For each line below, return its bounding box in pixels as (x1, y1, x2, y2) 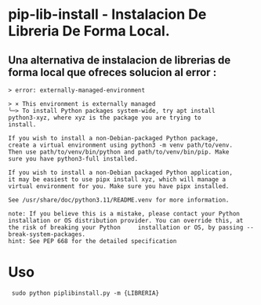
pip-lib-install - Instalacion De (8, 5, 207, 24)
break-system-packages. (8, 231, 86, 238)
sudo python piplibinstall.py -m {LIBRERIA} (11, 289, 159, 297)
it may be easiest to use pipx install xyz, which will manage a (8, 176, 226, 183)
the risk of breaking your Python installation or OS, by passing (8, 223, 244, 231)
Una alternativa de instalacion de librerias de (8, 53, 231, 67)
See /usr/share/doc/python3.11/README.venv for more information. (8, 196, 230, 204)
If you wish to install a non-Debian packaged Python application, (8, 169, 234, 176)
